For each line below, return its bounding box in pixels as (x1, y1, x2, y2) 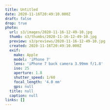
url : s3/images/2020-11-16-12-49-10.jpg (9, 30, 92, 35)
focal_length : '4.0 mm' (14, 79, 62, 84)
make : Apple (14, 52, 38, 57)
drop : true (5, 20, 27, 26)
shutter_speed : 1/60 (14, 75, 55, 80)
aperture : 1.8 (14, 71, 42, 75)
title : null (9, 89, 34, 93)
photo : (5, 25, 18, 30)
